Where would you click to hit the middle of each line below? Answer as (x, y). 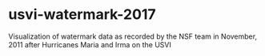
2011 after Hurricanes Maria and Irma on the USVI (90, 44)
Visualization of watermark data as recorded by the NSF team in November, (133, 36)
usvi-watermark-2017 (82, 15)
